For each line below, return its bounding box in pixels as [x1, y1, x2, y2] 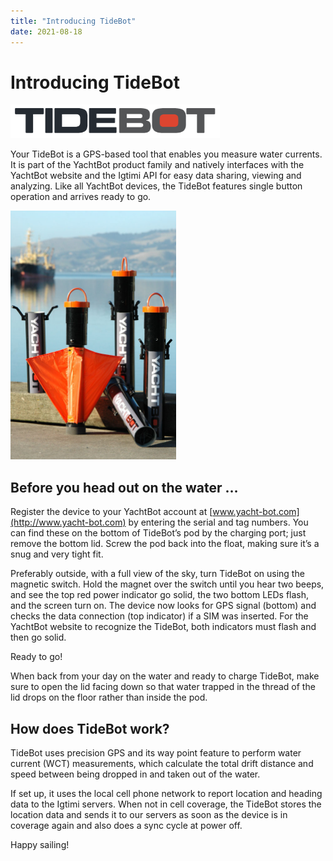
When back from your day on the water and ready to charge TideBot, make [10, 670, 320, 682]
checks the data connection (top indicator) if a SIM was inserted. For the [10, 610, 309, 622]
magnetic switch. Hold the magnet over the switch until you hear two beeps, [10, 578, 325, 590]
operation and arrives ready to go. [10, 191, 152, 203]
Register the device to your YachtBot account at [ [10, 506, 213, 518]
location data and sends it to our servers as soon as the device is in [10, 809, 288, 821]
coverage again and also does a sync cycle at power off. [10, 820, 243, 832]
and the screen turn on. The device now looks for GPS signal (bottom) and [10, 600, 317, 612]
